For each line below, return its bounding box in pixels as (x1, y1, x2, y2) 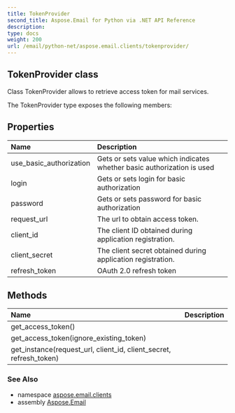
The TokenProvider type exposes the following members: (7, 101, 173, 109)
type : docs (7, 29, 39, 37)
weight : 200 (7, 36, 42, 43)
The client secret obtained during (97, 246, 206, 255)
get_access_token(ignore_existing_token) (10, 333, 147, 343)
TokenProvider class (7, 69, 99, 80)
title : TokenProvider (7, 10, 71, 17)
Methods (7, 290, 48, 302)
